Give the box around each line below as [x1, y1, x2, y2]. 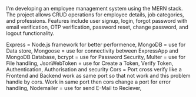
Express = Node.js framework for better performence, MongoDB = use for [6, 41, 186, 48]
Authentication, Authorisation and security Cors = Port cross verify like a [6, 66, 182, 72]
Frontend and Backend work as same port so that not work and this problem [6, 72, 191, 79]
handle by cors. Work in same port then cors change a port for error [6, 78, 171, 85]
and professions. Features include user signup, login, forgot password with [6, 18, 188, 24]
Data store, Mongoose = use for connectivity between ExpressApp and [6, 47, 178, 54]
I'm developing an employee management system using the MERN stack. [6, 5, 184, 12]
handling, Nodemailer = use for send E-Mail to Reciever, [6, 85, 142, 91]
